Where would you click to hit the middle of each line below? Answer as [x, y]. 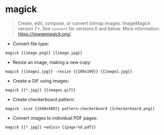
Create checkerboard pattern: [44, 99]
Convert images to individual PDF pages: [55, 118]
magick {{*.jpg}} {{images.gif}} [40, 90]
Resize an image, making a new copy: [52, 62]
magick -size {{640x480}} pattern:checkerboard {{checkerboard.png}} [80, 109]
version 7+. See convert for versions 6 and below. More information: [89, 28]
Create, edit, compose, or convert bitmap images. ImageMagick [84, 23]
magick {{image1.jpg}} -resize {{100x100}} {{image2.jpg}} [69, 72]
